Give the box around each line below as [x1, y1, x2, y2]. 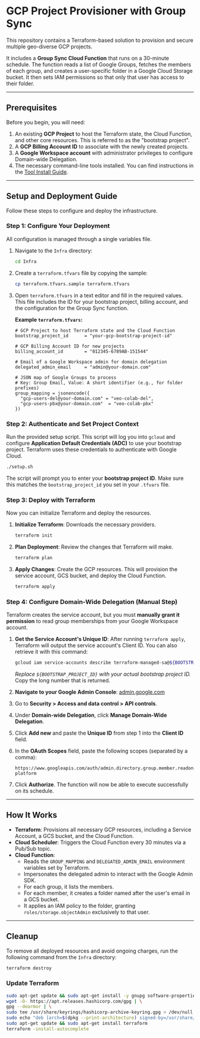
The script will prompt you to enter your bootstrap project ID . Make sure [6, 475, 184, 482]
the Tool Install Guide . [14, 168, 68, 175]
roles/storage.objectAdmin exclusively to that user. [23, 908, 150, 916]
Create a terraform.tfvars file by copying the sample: [14, 269, 148, 276]
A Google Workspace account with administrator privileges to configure [14, 149, 193, 156]
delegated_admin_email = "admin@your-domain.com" [14, 364, 151, 370]
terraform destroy [6, 965, 52, 971]
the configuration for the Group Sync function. [14, 304, 129, 312]
